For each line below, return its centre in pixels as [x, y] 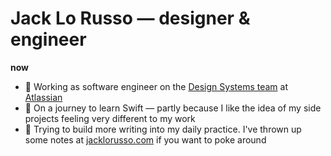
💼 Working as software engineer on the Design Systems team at [156, 86]
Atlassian [43, 97]
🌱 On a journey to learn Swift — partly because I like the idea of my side [173, 108]
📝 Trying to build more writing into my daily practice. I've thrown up [163, 129]
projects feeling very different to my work [110, 118]
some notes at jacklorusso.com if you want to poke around [145, 139]
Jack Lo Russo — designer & [130, 18]
